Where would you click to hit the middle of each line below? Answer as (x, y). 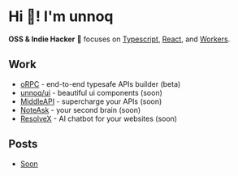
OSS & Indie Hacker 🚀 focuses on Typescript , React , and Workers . (119, 39)
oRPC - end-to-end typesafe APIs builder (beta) (100, 84)
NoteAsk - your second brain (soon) (80, 109)
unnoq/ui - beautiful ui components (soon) (91, 92)
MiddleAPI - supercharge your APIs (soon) (91, 101)
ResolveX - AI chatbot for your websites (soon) (98, 118)
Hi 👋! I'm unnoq (61, 17)
